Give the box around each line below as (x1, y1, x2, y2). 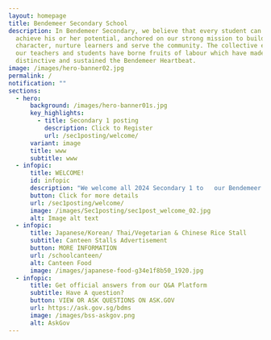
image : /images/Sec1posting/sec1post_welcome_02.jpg (29, 206, 211, 214)
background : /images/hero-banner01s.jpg (29, 102, 168, 110)
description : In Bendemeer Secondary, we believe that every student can (8, 27, 262, 35)
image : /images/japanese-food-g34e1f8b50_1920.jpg (29, 267, 204, 275)
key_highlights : (29, 110, 85, 118)
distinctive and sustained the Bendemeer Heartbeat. (15, 57, 197, 65)
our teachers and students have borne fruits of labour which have (15, 49, 248, 57)
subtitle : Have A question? (29, 289, 125, 297)
